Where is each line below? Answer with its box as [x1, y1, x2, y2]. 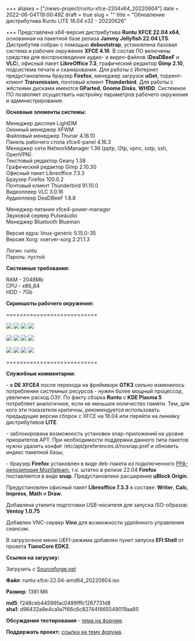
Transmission [24, 78, 58, 85]
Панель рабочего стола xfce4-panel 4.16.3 [6, 139, 111, 145]
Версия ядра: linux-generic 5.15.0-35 [6, 229, 96, 236]
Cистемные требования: [6, 265, 70, 272]
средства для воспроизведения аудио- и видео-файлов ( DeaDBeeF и [6, 54, 180, 60]
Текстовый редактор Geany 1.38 [6, 157, 86, 164]
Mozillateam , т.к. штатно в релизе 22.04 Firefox [39, 467, 156, 473]
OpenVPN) [6, 151, 32, 157]
